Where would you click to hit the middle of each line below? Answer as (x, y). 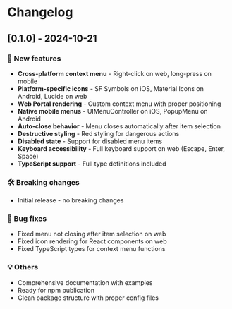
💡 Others (23, 267)
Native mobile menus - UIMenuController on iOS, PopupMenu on (112, 111)
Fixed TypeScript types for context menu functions (91, 249)
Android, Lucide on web (52, 96)
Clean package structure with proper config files (88, 298)
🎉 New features (34, 59)
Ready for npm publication (56, 290)
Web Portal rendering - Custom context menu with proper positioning (119, 104)
